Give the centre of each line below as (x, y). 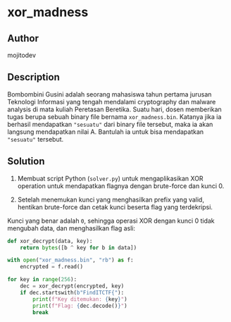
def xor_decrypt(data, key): (50, 241)
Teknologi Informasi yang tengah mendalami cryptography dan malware (112, 101)
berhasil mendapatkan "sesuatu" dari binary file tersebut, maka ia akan (110, 124)
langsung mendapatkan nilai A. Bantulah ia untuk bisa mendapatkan (106, 132)
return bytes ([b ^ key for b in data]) (79, 247)
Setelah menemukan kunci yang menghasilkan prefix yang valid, (111, 199)
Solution (26, 162)
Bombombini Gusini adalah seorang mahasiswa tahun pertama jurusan (110, 94)
